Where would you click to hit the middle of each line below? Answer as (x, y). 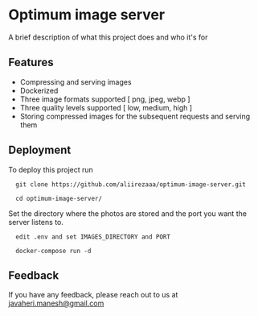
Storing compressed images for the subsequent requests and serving (135, 116)
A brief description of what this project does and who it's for (108, 37)
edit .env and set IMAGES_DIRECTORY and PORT (93, 237)
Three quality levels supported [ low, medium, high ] (106, 107)
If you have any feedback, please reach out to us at (93, 295)
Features (31, 62)
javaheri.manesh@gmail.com (56, 303)
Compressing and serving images (76, 81)
